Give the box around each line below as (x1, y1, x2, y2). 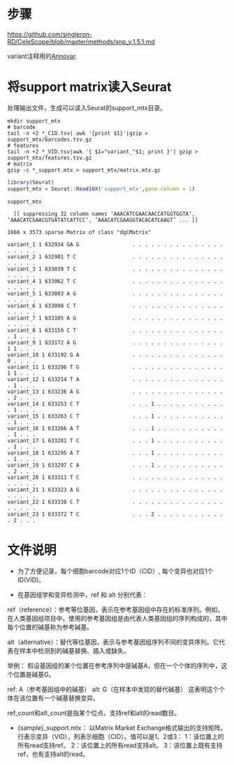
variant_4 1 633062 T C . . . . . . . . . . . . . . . (7, 277, 224, 284)
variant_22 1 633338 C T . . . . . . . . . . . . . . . (7, 498, 224, 505)
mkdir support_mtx (7, 117, 61, 125)
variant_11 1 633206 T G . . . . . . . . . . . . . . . (7, 364, 224, 371)
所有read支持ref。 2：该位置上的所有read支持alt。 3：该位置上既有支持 (17, 740, 223, 750)
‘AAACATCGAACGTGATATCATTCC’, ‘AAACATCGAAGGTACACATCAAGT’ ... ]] (7, 216, 198, 223)
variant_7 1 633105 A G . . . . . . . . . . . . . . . (7, 315, 224, 322)
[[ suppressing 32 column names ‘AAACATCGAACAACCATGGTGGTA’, (13, 210, 196, 217)
